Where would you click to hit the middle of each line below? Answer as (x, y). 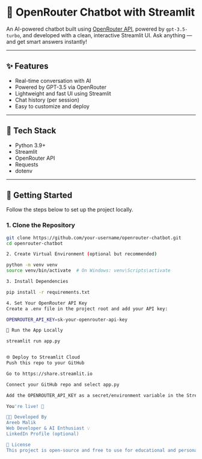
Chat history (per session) (47, 100)
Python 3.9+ (30, 145)
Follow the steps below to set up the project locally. (70, 210)
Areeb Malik (21, 423)
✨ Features (27, 66)
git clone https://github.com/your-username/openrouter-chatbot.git (94, 238)
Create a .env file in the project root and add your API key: (87, 309)
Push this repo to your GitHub (45, 363)
